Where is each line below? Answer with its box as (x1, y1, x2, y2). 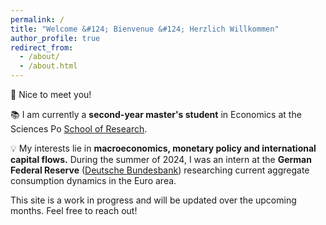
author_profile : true (10, 33, 101, 43)
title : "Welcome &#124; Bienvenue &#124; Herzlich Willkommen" (10, 24, 280, 34)
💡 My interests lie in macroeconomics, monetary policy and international (10, 142, 317, 154)
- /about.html (19, 61, 78, 71)
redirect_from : (10, 42, 74, 53)
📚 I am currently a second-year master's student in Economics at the (10, 109, 302, 120)
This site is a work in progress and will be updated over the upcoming (10, 194, 297, 206)
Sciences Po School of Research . (10, 123, 148, 135)
